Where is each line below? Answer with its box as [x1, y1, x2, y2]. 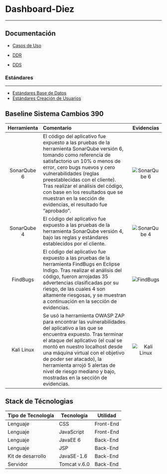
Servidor [7, 461, 28, 468]
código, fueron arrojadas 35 [43, 273, 108, 280]
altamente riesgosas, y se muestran [43, 291, 126, 298]
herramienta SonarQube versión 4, [43, 227, 124, 234]
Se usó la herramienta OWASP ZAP [43, 312, 125, 319]
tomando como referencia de [43, 151, 111, 158]
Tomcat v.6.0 [59, 461, 90, 468]
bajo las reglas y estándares [43, 234, 108, 241]
